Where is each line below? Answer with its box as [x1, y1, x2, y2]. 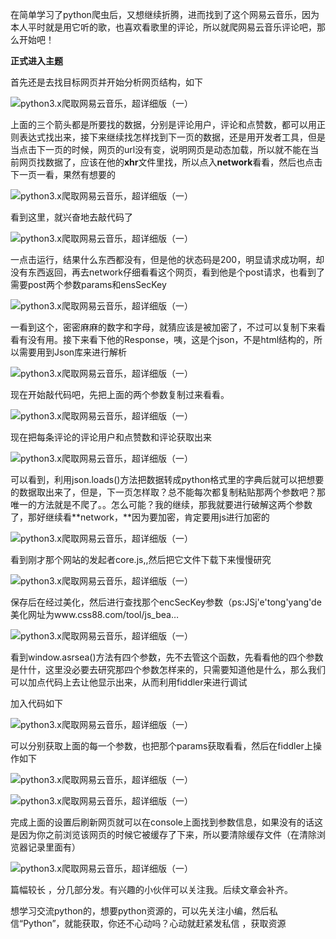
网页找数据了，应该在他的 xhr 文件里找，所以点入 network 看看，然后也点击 [18, 156, 323, 168]
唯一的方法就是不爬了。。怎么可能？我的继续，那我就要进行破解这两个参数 [10, 499, 313, 510]
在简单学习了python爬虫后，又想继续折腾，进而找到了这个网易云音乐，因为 [10, 9, 320, 20]
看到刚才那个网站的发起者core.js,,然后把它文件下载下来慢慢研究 [10, 554, 272, 565]
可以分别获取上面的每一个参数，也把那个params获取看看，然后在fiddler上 [10, 740, 313, 752]
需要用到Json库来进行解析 [18, 346, 128, 358]
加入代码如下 [10, 698, 63, 709]
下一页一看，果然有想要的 [10, 169, 116, 180]
